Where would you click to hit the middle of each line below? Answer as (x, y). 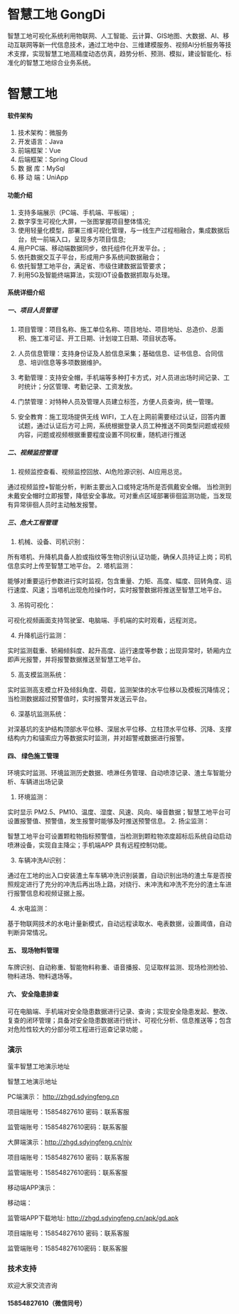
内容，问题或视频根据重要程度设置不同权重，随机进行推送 (102, 435)
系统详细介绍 (26, 293)
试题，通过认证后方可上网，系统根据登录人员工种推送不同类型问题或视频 (123, 426)
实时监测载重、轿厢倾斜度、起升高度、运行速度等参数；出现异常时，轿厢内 (116, 651)
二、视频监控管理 (32, 452)
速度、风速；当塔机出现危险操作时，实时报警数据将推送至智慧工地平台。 (119, 590)
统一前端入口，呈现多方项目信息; (78, 239)
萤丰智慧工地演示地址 (38, 1066)
